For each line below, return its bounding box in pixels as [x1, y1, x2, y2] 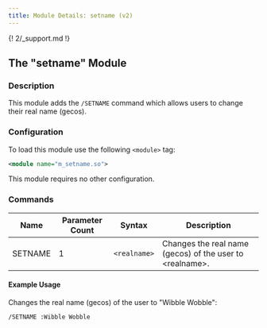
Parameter [62, 214, 103, 226]
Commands [8, 194, 54, 205]
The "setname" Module [8, 56, 127, 70]
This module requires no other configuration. [8, 174, 155, 183]
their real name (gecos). [8, 106, 87, 116]
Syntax [120, 219, 149, 230]
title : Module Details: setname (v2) [8, 11, 133, 20]
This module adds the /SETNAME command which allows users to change [8, 98, 244, 108]
